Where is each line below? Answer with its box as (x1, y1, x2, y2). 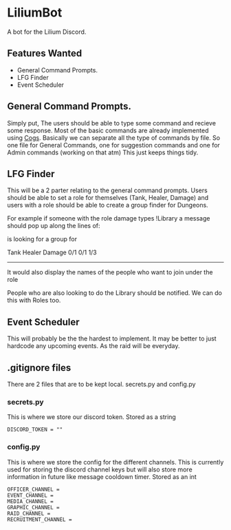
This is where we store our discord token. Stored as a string (7, 413, 177, 421)
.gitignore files (7, 362, 71, 374)
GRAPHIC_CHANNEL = (7, 504, 60, 511)
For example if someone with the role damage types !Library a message (7, 214, 210, 223)
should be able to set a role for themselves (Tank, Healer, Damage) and (7, 194, 208, 202)
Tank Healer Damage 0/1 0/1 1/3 (7, 248, 98, 256)
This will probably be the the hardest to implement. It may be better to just (7, 334, 217, 343)
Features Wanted (7, 48, 82, 59)
